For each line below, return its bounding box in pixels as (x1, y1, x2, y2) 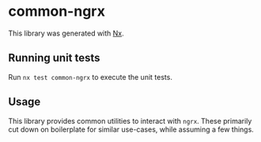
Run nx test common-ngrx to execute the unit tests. (8, 72, 172, 81)
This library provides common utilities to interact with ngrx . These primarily (8, 116, 252, 125)
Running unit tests (8, 51, 100, 65)
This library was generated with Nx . (8, 28, 124, 38)
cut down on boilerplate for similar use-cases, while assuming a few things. (8, 125, 255, 134)
